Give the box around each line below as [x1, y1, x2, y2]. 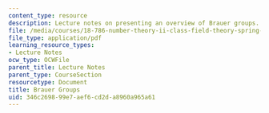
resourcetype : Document [8, 78, 88, 86]
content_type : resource [8, 11, 88, 20]
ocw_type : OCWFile [8, 56, 70, 64]
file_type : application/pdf [8, 33, 102, 42]
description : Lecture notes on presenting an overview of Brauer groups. [8, 19, 260, 27]
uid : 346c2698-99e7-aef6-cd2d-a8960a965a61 [8, 93, 156, 101]
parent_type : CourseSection [8, 71, 102, 79]
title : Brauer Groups [8, 85, 81, 94]
